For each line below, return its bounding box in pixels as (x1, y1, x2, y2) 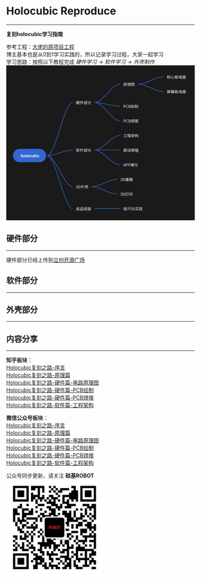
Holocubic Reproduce (6, 4, 117, 18)
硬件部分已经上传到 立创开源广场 (6, 256, 85, 263)
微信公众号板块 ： (6, 414, 48, 421)
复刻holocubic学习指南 (6, 30, 63, 37)
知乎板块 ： (6, 357, 33, 364)
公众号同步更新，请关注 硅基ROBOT (6, 472, 95, 480)
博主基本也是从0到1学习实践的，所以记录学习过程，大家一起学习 (6, 50, 164, 58)
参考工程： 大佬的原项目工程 (6, 43, 75, 50)
